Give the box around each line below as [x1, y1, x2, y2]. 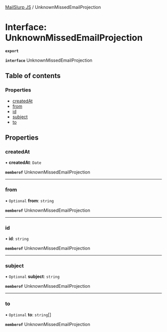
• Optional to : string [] [5, 312, 51, 318]
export [5, 48, 19, 54]
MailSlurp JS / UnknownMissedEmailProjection [5, 4, 101, 10]
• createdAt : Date [5, 160, 41, 166]
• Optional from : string [5, 197, 54, 203]
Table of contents [5, 72, 61, 80]
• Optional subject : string [5, 273, 60, 280]
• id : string [5, 236, 29, 242]
